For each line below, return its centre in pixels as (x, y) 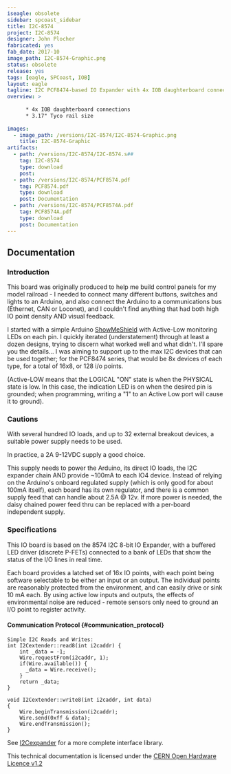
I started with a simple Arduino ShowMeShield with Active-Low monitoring (112, 330)
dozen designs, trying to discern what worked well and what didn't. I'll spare (115, 344)
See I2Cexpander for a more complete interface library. (85, 742)
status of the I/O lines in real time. (55, 559)
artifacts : (23, 148)
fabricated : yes (30, 45)
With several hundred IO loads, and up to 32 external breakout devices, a (111, 434)
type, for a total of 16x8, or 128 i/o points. (65, 366)
